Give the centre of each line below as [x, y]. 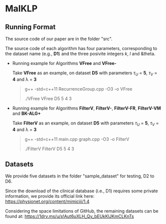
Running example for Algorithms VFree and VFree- [64, 63]
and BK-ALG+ [27, 113]
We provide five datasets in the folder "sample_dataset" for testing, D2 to [80, 176]
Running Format [30, 27]
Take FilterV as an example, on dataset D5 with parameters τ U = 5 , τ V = [85, 123]
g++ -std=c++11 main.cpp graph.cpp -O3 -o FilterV [77, 139]
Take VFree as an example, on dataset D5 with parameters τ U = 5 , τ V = [85, 73]
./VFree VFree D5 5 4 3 [48, 98]
